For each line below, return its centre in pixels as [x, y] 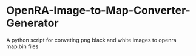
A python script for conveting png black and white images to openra [92, 40]
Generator [32, 23]
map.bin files [22, 46]
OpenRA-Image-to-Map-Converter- [99, 11]
